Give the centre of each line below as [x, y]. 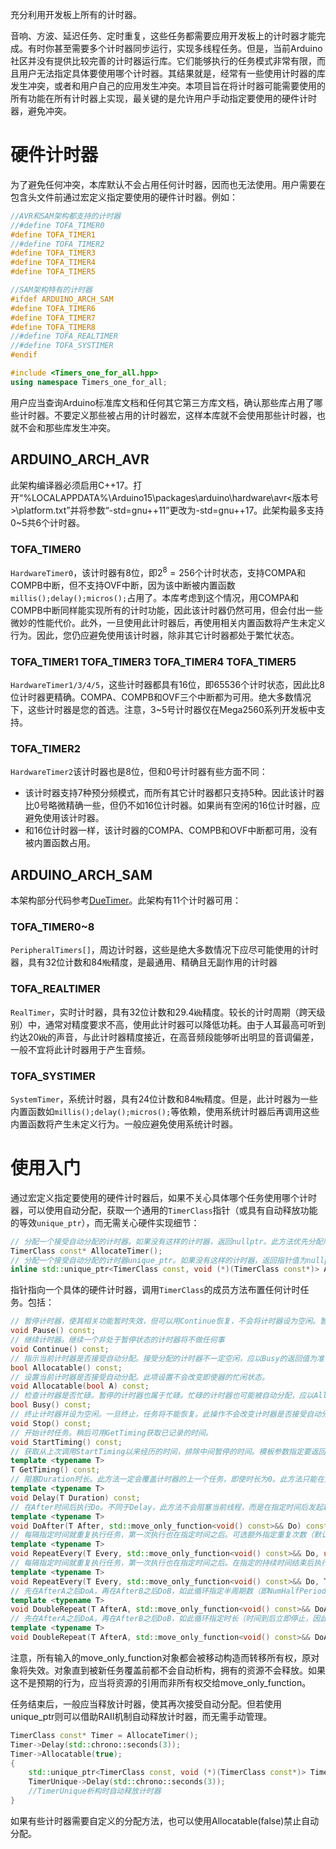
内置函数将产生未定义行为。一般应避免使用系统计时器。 [124, 1124]
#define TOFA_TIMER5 [53, 272]
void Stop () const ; [51, 1423]
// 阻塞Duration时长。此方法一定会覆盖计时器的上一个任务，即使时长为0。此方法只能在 [167, 1479]
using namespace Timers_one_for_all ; [89, 382]
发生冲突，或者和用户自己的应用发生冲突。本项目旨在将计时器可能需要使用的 [168, 86]
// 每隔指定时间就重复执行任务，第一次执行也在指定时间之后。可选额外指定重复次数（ [162, 1535]
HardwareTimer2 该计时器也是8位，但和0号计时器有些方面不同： [139, 772]
